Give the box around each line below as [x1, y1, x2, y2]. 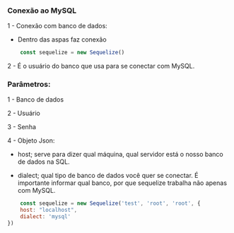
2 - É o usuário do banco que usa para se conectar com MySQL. [7, 62, 195, 71]
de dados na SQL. [17, 157, 70, 166]
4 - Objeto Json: [7, 136, 55, 145]
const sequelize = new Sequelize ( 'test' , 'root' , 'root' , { [20, 200, 201, 207]
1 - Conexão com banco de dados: [7, 22, 107, 30]
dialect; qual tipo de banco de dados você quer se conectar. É [17, 172, 199, 180]
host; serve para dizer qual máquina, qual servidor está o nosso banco [17, 150, 224, 159]
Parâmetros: [7, 80, 51, 90]
